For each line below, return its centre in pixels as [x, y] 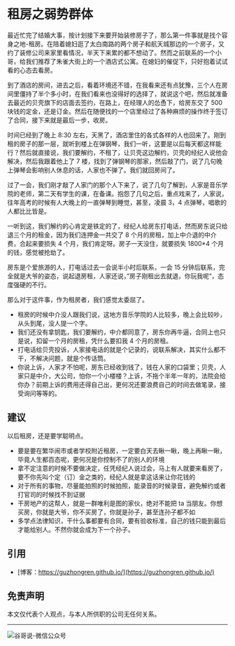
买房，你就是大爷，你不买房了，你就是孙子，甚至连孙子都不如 [106, 511]
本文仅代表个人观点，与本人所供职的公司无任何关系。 [84, 614]
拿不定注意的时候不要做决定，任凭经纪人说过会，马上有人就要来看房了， [121, 468]
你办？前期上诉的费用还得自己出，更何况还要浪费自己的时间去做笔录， [119, 384]
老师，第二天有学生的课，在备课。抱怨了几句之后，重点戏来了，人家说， [123, 193]
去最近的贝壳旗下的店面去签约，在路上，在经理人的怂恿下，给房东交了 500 [115, 102]
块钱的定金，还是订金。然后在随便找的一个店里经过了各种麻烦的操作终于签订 [117, 111]
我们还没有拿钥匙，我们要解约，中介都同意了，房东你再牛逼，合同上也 [119, 332]
